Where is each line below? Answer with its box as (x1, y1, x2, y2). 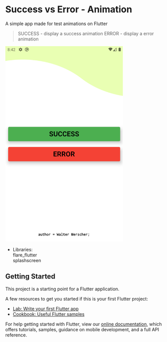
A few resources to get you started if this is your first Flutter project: (5, 295, 148, 302)
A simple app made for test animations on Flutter (5, 20, 108, 27)
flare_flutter (12, 252, 37, 258)
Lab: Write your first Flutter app (12, 306, 79, 312)
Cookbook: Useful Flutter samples (12, 311, 85, 317)
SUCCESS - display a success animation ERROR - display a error (17, 30, 154, 36)
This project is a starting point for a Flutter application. (5, 286, 120, 292)
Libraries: (12, 246, 33, 252)
